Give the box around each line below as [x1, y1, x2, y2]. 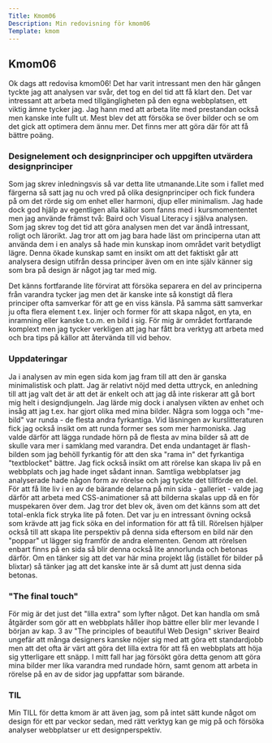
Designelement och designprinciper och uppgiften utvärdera [8, 151, 253, 162]
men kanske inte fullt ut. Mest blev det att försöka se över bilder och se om [8, 113, 259, 123]
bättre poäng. [8, 131, 54, 140]
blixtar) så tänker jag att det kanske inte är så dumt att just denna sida [8, 561, 242, 571]
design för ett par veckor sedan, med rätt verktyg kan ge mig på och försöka [8, 716, 265, 727]
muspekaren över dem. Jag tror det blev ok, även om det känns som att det [8, 501, 261, 511]
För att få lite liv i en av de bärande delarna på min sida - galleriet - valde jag [8, 484, 264, 494]
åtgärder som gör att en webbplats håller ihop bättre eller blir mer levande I [8, 618, 260, 628]
